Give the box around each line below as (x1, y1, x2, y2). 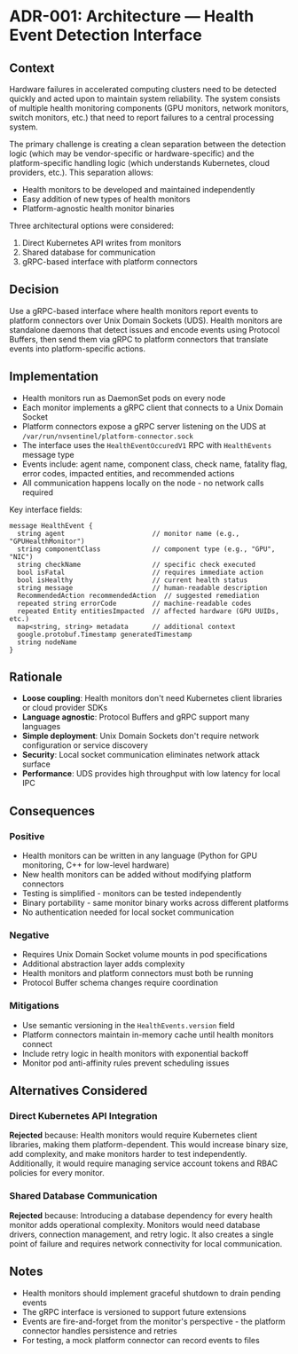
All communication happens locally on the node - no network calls (21, 477, 264, 488)
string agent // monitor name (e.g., (17, 529, 240, 538)
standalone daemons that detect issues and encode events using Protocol (9, 324, 280, 335)
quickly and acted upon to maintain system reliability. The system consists (9, 93, 281, 104)
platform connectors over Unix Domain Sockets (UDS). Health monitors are (9, 315, 283, 326)
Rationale (9, 670, 63, 685)
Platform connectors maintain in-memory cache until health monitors (21, 1029, 274, 1040)
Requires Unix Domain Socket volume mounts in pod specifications (21, 949, 268, 960)
